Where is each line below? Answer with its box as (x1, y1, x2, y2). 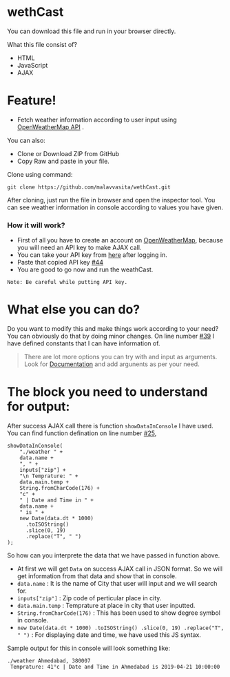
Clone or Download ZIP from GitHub (17, 149, 119, 158)
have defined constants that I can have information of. (7, 339, 160, 347)
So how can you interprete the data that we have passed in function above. (7, 551, 220, 560)
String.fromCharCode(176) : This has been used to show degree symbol (17, 609, 220, 617)
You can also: (7, 136, 46, 144)
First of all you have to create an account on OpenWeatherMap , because (17, 236, 224, 245)
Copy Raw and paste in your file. (17, 157, 110, 165)
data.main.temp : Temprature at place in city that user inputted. (17, 602, 196, 610)
